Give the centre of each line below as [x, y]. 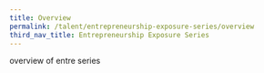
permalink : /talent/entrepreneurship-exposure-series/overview [132, 26]
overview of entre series [55, 61]
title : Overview [40, 18]
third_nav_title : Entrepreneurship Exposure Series [109, 35]
